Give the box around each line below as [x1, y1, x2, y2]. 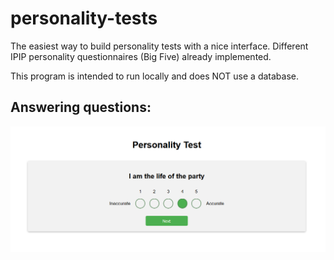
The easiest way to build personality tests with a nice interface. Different [10, 40, 309, 52]
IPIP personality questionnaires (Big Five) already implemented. [10, 50, 272, 62]
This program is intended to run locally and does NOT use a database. [10, 70, 300, 82]
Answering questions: [10, 99, 152, 116]
